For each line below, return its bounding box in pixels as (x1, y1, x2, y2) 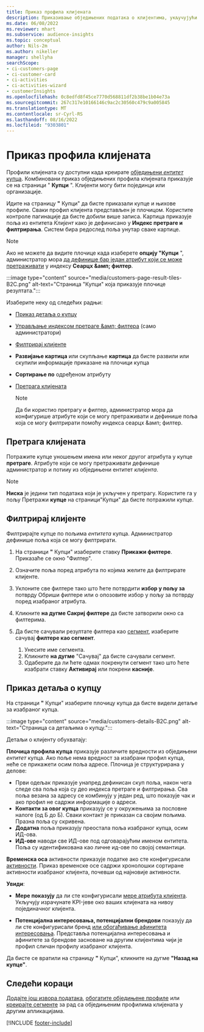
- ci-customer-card (6, 71, 56, 77)
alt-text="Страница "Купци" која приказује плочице (32, 281, 166, 288)
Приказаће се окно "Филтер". (15, 554, 93, 562)
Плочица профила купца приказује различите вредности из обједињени (6, 747, 197, 755)
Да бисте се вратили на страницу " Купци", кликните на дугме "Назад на (6, 954, 199, 961)
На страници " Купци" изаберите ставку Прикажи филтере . (15, 548, 172, 555)
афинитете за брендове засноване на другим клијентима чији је (15, 936, 183, 943)
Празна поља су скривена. (15, 818, 86, 825)
